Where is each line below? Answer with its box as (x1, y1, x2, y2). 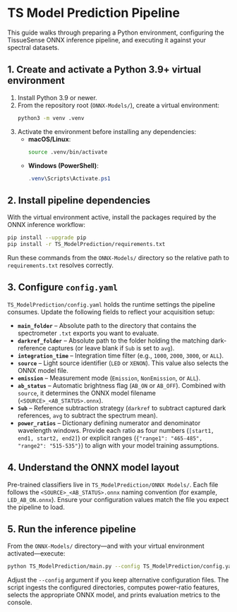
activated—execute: (7, 549, 66, 558)
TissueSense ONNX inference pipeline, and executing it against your (7, 35, 207, 44)
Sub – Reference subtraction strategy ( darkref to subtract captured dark (17, 403, 226, 412)
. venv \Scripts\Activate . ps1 (28, 175, 111, 182)
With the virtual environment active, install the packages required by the (7, 213, 217, 221)
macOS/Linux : (28, 135, 71, 143)
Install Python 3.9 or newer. (17, 93, 97, 102)
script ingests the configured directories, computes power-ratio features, (7, 583, 220, 592)
